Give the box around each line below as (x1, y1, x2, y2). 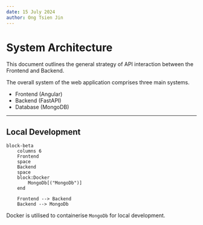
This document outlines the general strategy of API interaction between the (6, 61, 194, 68)
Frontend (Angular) (14, 90, 63, 98)
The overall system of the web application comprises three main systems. (6, 79, 190, 86)
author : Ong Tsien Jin (6, 15, 63, 21)
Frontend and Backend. (6, 67, 65, 75)
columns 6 (17, 148, 42, 155)
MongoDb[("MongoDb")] (28, 180, 83, 186)
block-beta (6, 143, 34, 149)
